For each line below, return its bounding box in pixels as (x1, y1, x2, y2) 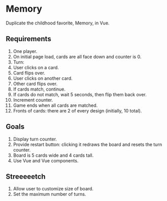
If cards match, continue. (13, 86, 65, 92)
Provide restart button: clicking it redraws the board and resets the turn (13, 141, 162, 148)
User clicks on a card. (13, 64, 59, 70)
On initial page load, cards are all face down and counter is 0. (13, 53, 142, 60)
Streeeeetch (6, 172, 46, 181)
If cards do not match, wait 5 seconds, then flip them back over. (13, 91, 147, 97)
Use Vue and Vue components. (13, 157, 79, 163)
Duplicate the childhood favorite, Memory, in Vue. (6, 20, 110, 26)
